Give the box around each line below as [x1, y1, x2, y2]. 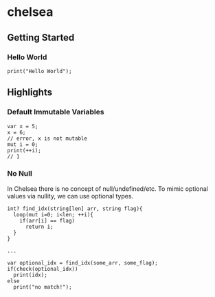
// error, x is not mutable [7, 135, 88, 142]
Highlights [7, 87, 53, 99]
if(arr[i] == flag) [19, 217, 76, 224]
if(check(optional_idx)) [7, 265, 78, 272]
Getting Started [7, 32, 75, 43]
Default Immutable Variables [7, 107, 104, 117]
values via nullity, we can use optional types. [7, 192, 134, 200]
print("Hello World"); [7, 68, 72, 74]
